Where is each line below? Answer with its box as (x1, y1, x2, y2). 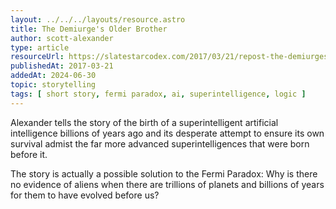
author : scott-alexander (10, 33, 114, 43)
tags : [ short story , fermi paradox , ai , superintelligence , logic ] (10, 89, 307, 99)
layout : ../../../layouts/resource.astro (10, 14, 186, 25)
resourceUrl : (10, 52, 65, 62)
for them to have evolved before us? (10, 189, 160, 201)
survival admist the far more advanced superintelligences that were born (10, 137, 310, 150)
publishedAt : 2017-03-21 (10, 61, 114, 71)
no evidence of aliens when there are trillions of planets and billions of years (10, 178, 325, 190)
